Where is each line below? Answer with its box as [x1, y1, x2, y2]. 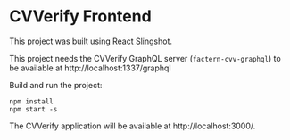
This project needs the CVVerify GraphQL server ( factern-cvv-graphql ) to [9, 53, 281, 63]
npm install [9, 96, 54, 106]
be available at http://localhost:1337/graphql [9, 62, 171, 73]
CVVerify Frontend [9, 6, 152, 27]
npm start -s [9, 104, 58, 113]
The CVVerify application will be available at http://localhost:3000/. [9, 120, 256, 131]
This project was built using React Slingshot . [9, 36, 172, 46]
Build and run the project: [9, 79, 103, 90]
